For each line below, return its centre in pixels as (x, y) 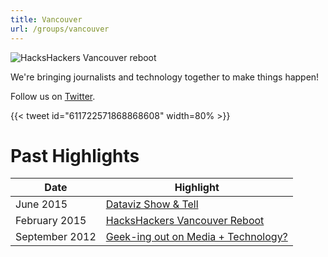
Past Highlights (75, 155)
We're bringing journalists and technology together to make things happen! (165, 77)
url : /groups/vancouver (60, 29)
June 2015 (41, 204)
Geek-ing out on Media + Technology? (196, 237)
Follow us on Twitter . (53, 96)
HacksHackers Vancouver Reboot (185, 221)
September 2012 (56, 237)
